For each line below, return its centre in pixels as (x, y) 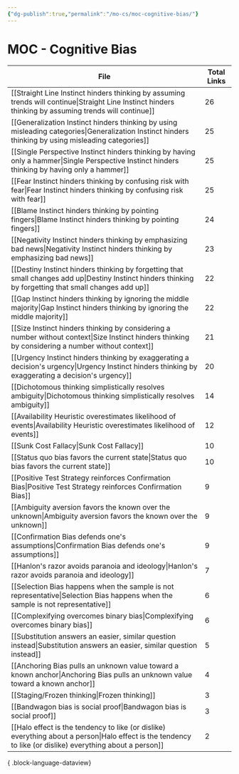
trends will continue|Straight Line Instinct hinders (93, 102)
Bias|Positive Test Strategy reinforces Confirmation (96, 487)
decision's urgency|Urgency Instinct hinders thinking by (104, 366)
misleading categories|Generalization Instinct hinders (100, 131)
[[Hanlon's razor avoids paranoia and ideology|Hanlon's (104, 566)
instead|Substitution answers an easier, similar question (104, 645)
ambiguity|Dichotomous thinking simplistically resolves (103, 396)
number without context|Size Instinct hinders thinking (100, 337)
